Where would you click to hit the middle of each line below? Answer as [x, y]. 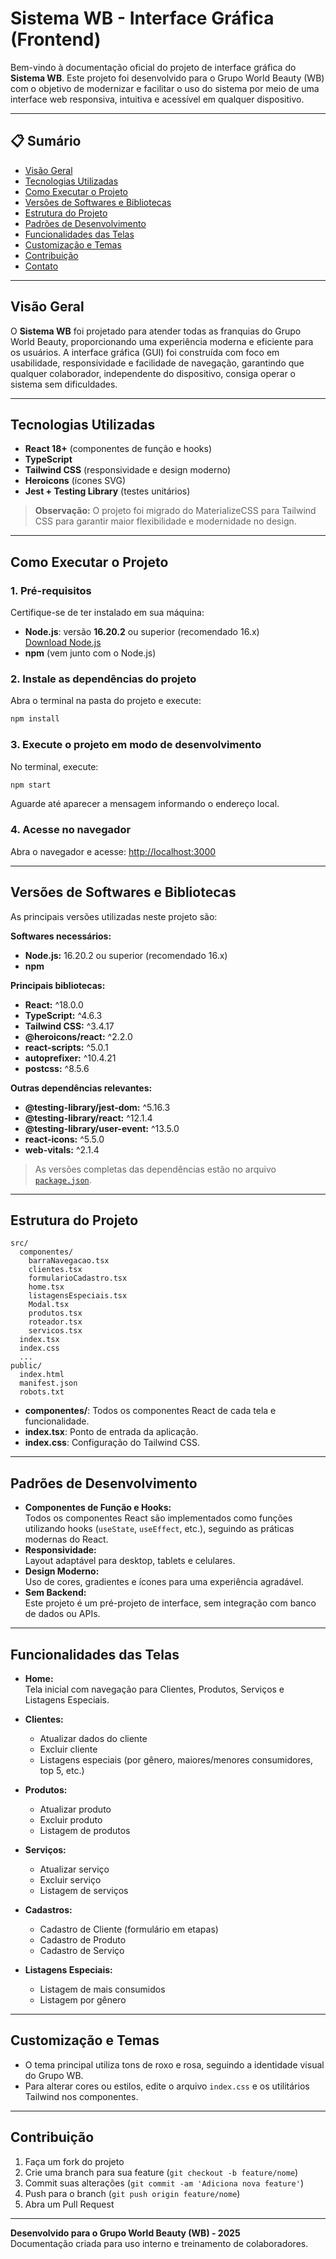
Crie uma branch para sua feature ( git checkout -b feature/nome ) [161, 2172]
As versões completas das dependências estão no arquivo [155, 1169]
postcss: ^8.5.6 [57, 1068]
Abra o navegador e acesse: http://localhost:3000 [113, 851]
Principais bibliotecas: [58, 985]
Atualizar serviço [74, 1869]
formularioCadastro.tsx [78, 1278]
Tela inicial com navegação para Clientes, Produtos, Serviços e [154, 1689]
